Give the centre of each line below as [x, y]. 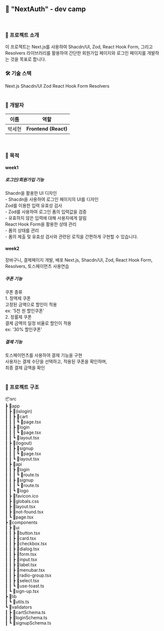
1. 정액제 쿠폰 [18, 298]
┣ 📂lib [11, 596]
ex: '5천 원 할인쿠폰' [25, 311]
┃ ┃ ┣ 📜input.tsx [21, 559]
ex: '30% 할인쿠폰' [24, 330]
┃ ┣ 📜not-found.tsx [24, 511]
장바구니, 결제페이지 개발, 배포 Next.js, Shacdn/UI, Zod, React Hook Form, [79, 260]
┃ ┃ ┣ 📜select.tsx [22, 580]
